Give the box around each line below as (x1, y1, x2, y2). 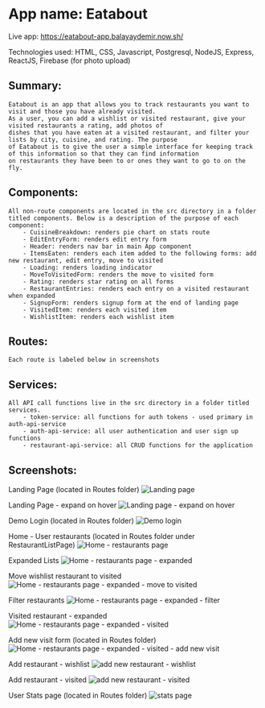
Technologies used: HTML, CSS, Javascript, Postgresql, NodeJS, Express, (8, 47, 255, 56)
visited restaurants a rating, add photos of (8, 122, 163, 130)
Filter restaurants (8, 595, 65, 605)
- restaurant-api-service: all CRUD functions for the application (22, 441, 253, 449)
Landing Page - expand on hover (8, 500, 117, 510)
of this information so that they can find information (8, 150, 199, 158)
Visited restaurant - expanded (8, 611, 108, 620)
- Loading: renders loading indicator (22, 263, 153, 271)
